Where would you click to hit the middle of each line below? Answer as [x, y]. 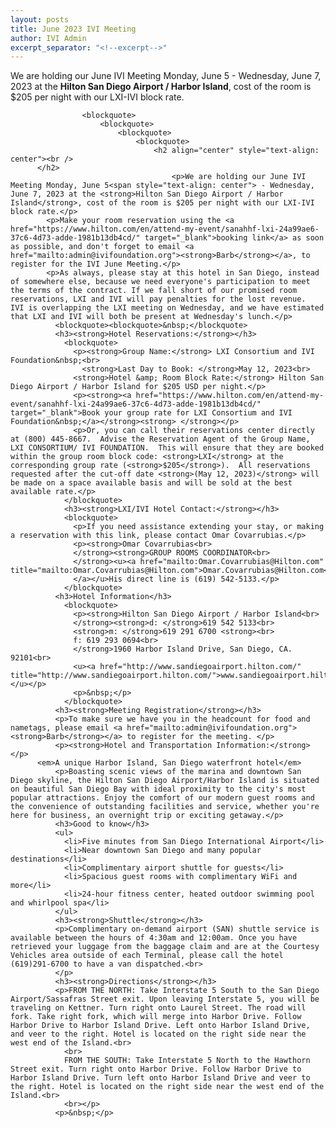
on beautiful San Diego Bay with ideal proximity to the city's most [158, 789]
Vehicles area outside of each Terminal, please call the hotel [147, 956]
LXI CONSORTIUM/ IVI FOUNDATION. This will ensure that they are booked [167, 448]
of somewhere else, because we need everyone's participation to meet [160, 282]
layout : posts [40, 19]
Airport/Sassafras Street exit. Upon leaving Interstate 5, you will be [165, 999]
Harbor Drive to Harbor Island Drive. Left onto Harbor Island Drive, [160, 1026]
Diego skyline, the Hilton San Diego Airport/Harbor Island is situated [165, 781]
